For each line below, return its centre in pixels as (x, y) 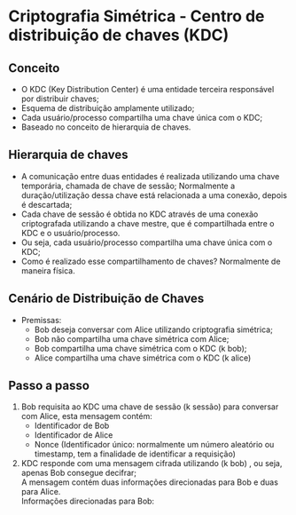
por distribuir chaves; (60, 99)
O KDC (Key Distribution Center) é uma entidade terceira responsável (148, 89)
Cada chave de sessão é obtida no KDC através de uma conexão (140, 214)
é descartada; (47, 204)
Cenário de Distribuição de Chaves (106, 299)
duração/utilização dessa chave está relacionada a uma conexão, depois (154, 195)
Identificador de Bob (72, 426)
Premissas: (41, 320)
